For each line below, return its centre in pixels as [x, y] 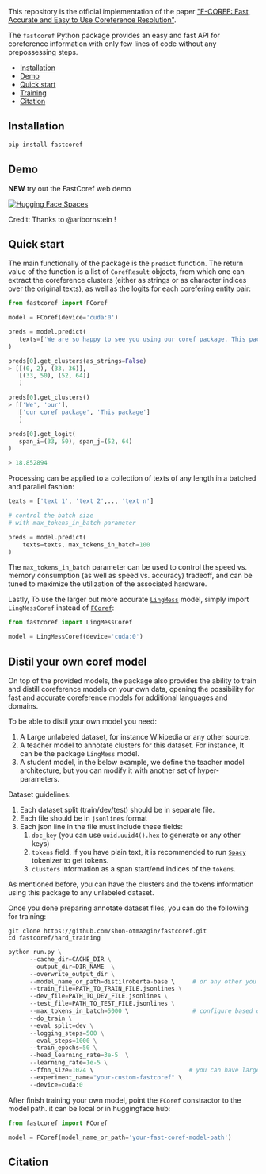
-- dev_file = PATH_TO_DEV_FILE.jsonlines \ [99, 996]
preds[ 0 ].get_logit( [42, 434]
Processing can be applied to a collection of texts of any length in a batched [132, 478]
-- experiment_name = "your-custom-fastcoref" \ [105, 1077]
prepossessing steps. [43, 52]
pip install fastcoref [46, 145]
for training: [27, 916]
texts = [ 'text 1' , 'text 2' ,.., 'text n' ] [81, 501]
